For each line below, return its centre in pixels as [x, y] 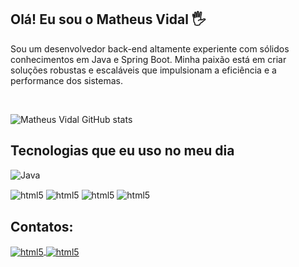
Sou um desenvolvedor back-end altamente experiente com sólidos [150, 48]
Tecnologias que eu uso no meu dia [122, 151]
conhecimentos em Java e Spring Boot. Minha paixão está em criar [148, 59]
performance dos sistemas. [66, 80]
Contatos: [42, 226]
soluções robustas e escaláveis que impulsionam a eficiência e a [143, 70]
